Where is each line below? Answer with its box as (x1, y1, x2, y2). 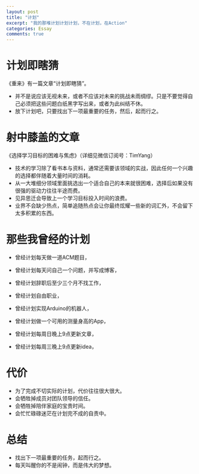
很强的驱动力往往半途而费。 (14, 187, 84, 194)
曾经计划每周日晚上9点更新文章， (14, 330, 97, 337)
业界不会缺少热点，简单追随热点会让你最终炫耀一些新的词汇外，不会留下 (14, 202, 193, 209)
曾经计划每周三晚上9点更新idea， (14, 343, 97, 350)
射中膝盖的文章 (6, 131, 80, 145)
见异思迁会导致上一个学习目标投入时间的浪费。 (14, 194, 130, 202)
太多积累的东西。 (14, 209, 57, 217)
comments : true (6, 31, 44, 37)
